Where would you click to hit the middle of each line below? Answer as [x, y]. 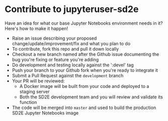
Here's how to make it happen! [36, 28]
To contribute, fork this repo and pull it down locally [65, 49]
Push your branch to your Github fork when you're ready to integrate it [85, 70]
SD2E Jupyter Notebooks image [45, 113]
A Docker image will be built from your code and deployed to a [84, 86]
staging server [34, 91]
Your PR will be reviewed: [38, 81]
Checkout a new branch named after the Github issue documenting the [86, 54]
